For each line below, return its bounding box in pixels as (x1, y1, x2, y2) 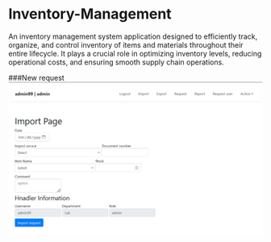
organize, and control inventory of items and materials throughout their (8, 40, 244, 49)
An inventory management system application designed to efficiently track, (8, 31, 258, 41)
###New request (8, 73, 65, 82)
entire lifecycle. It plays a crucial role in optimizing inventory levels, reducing (8, 48, 262, 58)
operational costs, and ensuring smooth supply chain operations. (8, 57, 224, 67)
